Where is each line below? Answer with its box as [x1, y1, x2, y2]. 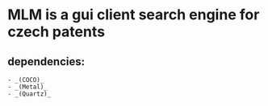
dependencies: [7, 55, 86, 68]
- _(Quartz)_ [7, 90, 52, 98]
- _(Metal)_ [7, 83, 48, 91]
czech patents [7, 22, 106, 41]
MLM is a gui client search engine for [7, 6, 260, 24]
